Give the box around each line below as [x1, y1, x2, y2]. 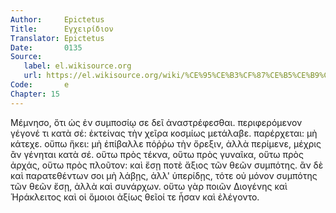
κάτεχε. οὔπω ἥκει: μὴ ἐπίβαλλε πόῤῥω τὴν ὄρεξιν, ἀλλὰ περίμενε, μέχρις [10, 137, 322, 150]
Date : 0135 [10, 42, 83, 53]
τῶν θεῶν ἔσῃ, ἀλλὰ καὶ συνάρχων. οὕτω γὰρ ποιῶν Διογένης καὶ [10, 180, 288, 192]
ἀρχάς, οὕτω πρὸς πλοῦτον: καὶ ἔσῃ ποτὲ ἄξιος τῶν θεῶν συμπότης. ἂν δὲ [10, 159, 324, 171]
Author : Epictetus [10, 14, 105, 25]
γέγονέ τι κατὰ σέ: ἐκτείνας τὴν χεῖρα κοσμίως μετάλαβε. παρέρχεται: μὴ [10, 127, 318, 139]
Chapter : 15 [10, 89, 60, 99]
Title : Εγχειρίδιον [10, 24, 114, 34]
